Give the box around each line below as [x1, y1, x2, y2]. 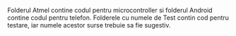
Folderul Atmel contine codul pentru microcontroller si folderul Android [7, 6, 213, 14]
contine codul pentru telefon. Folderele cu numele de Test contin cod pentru [7, 13, 230, 22]
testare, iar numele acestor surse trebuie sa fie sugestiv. [7, 21, 171, 29]
